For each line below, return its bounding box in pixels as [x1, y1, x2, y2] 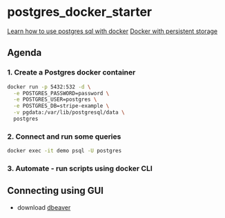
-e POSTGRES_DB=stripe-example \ [13, 103, 110, 110]
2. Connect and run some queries [7, 132, 121, 141]
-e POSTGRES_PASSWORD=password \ [13, 90, 110, 97]
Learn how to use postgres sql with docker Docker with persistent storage [7, 27, 218, 35]
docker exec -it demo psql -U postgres [7, 148, 122, 155]
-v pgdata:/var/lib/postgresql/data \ [13, 109, 126, 116]
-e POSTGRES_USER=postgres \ [13, 96, 97, 103]
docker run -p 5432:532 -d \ [7, 83, 91, 90]
